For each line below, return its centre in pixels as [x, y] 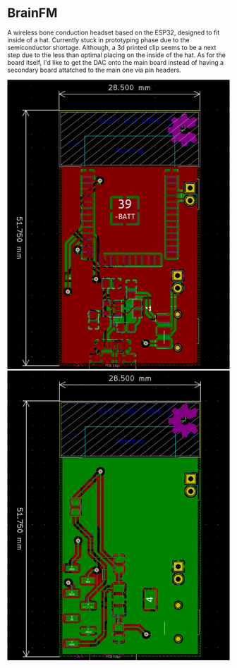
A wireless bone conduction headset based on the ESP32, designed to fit [114, 32]
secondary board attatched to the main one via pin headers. [95, 70]
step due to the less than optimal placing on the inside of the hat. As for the [117, 55]
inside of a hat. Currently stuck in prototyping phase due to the [99, 39]
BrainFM [32, 13]
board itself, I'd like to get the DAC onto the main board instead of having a [116, 62]
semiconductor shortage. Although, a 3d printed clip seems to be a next [112, 47]
